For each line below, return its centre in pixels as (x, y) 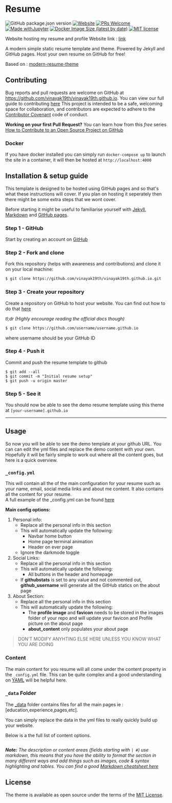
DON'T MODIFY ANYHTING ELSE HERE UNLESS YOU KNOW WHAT (89, 639)
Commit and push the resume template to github (56, 362)
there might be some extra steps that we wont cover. (61, 199)
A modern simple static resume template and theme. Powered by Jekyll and (85, 48)
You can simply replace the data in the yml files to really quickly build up (81, 720)
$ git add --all (23, 372)
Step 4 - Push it (25, 351)
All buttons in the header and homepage (70, 575)
